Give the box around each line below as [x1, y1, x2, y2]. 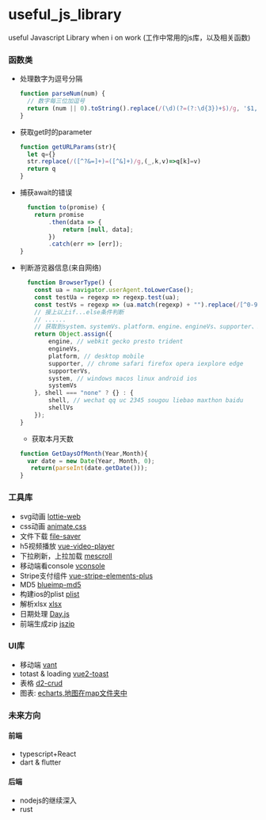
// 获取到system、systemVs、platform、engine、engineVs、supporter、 [34, 323, 258, 331]
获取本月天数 [31, 434, 74, 443]
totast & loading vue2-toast [19, 669, 109, 678]
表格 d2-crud [19, 678, 63, 688]
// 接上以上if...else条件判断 [34, 308, 124, 316]
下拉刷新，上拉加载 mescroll [19, 551, 112, 560]
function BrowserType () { [27, 279, 112, 287]
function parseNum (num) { [19, 89, 105, 98]
